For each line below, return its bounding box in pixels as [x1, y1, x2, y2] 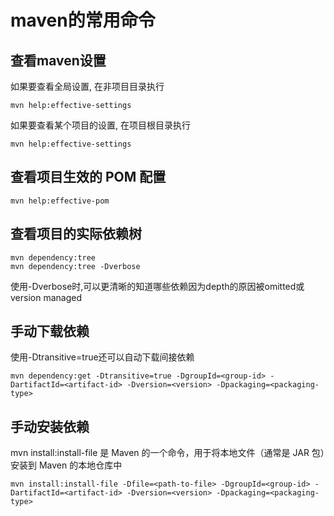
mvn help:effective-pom [10, 196, 110, 206]
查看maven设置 [10, 52, 107, 69]
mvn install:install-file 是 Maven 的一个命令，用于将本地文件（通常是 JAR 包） [10, 447, 325, 459]
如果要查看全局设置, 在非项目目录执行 [10, 81, 165, 92]
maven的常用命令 [10, 9, 156, 32]
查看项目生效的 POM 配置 [10, 169, 167, 186]
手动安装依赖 [10, 418, 90, 435]
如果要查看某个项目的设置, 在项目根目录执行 [10, 119, 191, 131]
